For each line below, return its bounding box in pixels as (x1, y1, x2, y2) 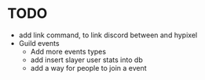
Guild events (18, 38, 60, 47)
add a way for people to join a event (30, 63, 147, 72)
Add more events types (30, 47, 107, 56)
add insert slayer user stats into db (30, 55, 143, 64)
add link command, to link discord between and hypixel (18, 30, 198, 40)
